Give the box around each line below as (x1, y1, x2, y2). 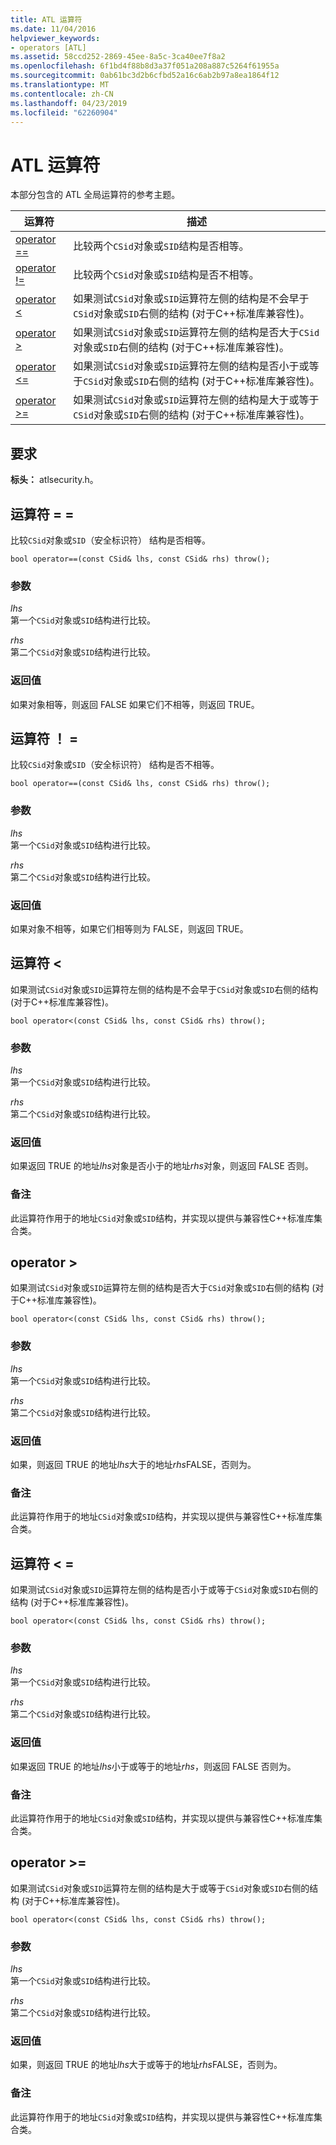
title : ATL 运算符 (10, 14, 83, 25)
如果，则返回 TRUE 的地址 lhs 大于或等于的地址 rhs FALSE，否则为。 (10, 2059, 283, 2071)
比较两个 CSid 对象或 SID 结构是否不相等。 (73, 268, 260, 282)
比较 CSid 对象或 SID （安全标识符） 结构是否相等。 (10, 534, 212, 546)
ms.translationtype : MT (10, 80, 110, 90)
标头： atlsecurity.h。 (10, 474, 99, 486)
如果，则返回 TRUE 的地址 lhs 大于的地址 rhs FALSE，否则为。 (10, 1459, 257, 1471)
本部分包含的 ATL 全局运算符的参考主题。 (10, 189, 181, 201)
